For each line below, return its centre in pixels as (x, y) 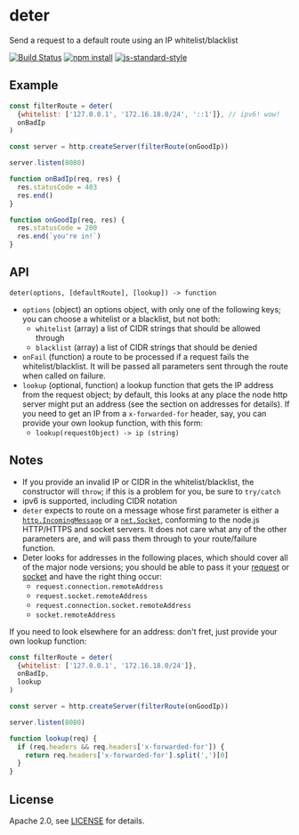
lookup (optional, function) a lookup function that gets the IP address (148, 385)
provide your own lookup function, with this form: (112, 423)
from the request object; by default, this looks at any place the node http (155, 394)
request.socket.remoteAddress (92, 596)
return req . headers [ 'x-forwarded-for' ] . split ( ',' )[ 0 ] (127, 755)
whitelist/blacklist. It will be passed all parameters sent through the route (155, 366)
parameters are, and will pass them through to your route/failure (139, 539)
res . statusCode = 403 (57, 187)
